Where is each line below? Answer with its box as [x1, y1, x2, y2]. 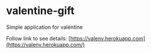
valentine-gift [6, 4, 75, 18]
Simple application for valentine [6, 23, 83, 31]
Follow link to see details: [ [6, 35, 71, 42]
